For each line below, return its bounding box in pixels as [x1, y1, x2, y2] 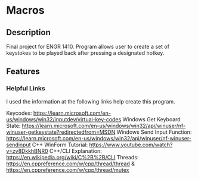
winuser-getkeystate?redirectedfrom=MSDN [6, 128, 116, 136]
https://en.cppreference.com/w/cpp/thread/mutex [6, 166, 129, 173]
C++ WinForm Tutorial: [32, 141, 88, 148]
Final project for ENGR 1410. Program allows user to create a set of [6, 43, 170, 50]
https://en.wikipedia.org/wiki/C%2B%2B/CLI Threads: [6, 153, 139, 161]
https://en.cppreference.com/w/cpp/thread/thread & [6, 160, 135, 167]
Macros [6, 4, 45, 17]
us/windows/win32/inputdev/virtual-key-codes [6, 115, 122, 123]
